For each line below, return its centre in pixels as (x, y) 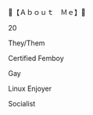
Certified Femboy (36, 58)
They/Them (27, 43)
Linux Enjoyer (30, 88)
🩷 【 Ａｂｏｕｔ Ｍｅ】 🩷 (47, 12)
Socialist (22, 104)
